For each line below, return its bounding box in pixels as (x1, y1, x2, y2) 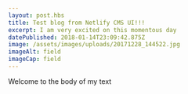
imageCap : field (8, 56, 61, 63)
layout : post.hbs (8, 11, 65, 20)
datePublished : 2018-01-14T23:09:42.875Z (8, 33, 146, 42)
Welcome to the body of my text (8, 76, 112, 86)
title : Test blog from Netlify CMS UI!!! (8, 19, 146, 27)
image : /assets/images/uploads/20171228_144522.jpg (8, 41, 180, 49)
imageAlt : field (8, 48, 61, 56)
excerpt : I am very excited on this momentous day (8, 26, 177, 34)
